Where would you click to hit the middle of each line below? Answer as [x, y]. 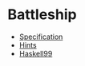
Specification [41, 37]
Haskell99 [36, 53]
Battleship [42, 15]
